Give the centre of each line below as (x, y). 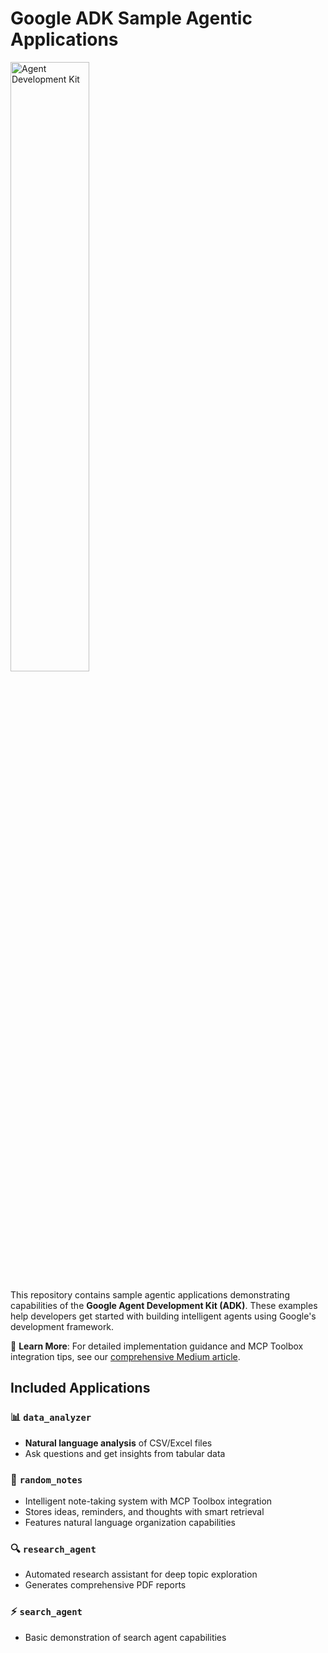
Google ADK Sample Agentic (131, 18)
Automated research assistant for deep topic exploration (141, 1574)
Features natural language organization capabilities (130, 1522)
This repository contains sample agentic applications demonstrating (150, 1294)
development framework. (62, 1326)
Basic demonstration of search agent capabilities (125, 1637)
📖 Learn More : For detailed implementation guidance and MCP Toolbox (157, 1346)
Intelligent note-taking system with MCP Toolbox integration (148, 1501)
